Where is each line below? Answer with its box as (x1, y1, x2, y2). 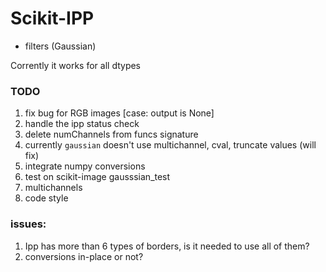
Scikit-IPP (10, 7, 95, 30)
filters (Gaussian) (24, 40, 97, 52)
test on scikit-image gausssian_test (24, 171, 171, 183)
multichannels (24, 182, 83, 194)
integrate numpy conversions (24, 160, 146, 172)
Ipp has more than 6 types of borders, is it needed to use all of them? (24, 240, 310, 252)
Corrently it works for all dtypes (10, 59, 142, 71)
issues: (10, 217, 47, 231)
